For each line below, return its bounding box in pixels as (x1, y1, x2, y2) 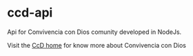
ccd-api (7, 5, 53, 21)
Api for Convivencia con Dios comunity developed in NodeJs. (7, 28, 182, 36)
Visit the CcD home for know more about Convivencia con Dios (7, 41, 186, 49)
